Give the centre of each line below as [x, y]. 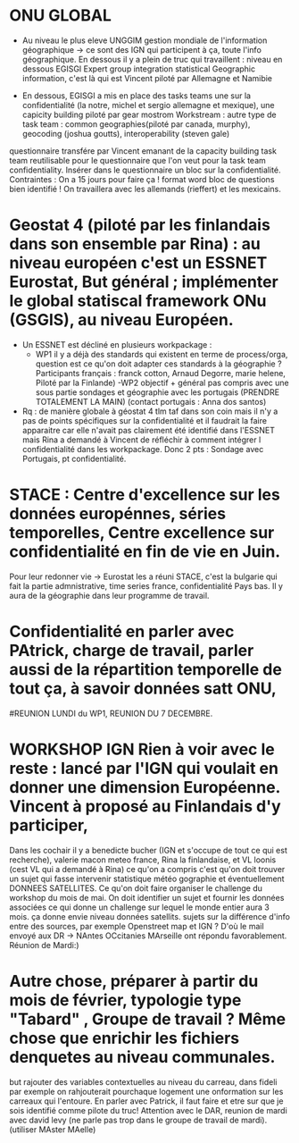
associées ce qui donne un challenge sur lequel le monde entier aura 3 [139, 907]
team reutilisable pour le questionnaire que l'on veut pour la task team [137, 160]
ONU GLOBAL [60, 16]
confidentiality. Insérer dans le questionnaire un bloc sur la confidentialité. [145, 170]
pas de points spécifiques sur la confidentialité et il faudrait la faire [145, 420]
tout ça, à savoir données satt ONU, [143, 688]
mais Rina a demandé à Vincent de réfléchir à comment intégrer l [141, 440]
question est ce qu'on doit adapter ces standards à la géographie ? [159, 364]
